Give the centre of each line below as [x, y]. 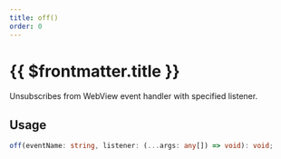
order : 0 [26, 26]
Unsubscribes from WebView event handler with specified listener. [134, 96]
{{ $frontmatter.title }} [95, 71]
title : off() [34, 18]
